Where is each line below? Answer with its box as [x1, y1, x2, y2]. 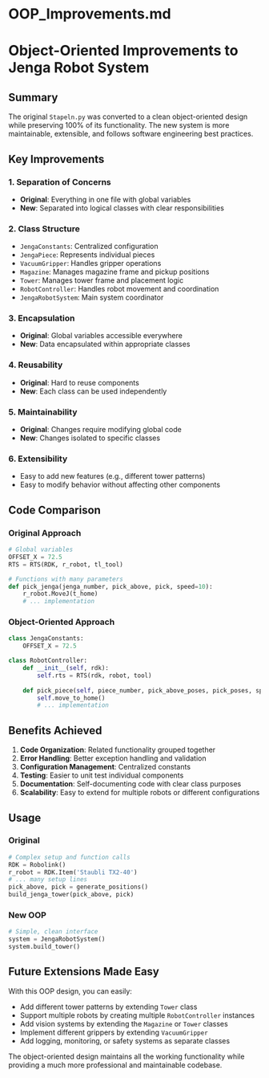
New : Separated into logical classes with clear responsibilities [19, 202, 224, 213]
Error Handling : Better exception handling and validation [19, 753, 207, 763]
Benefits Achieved [8, 724, 102, 737]
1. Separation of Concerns [8, 176, 112, 187]
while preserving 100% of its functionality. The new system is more [8, 120, 230, 130]
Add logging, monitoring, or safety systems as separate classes [19, 1035, 231, 1045]
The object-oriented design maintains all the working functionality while [8, 1051, 245, 1061]
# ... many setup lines [8, 876, 88, 884]
